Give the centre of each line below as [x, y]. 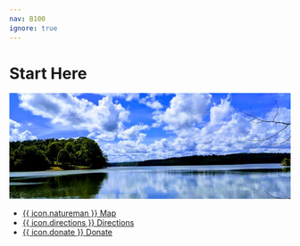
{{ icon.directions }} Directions [78, 222]
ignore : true [33, 28]
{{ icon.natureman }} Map [69, 213]
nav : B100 [28, 19]
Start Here [48, 74]
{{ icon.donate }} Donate [67, 232]
